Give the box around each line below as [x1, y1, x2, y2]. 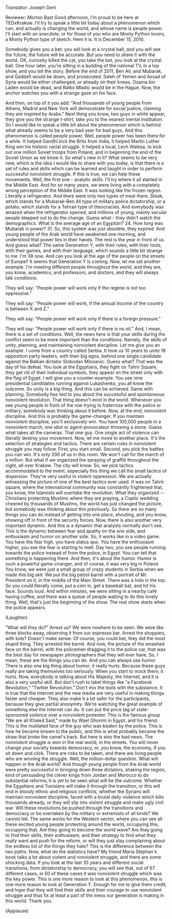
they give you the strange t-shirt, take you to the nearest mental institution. [5, 116, 163, 122]
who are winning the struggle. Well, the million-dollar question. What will [5, 756, 158, 762]
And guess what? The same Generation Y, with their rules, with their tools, [5, 242, 162, 248]
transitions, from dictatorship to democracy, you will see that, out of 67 [5, 865, 155, 871]
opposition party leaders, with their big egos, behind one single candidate [5, 353, 162, 359]
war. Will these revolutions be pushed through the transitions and [5, 805, 143, 811]
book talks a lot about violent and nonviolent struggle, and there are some [5, 854, 162, 860]
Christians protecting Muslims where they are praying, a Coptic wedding [5, 495, 159, 501]
